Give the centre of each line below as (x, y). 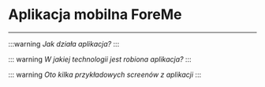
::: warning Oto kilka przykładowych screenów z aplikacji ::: (105, 74)
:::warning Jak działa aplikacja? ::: (64, 43)
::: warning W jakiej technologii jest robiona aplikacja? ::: (100, 59)
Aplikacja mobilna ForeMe (95, 15)
